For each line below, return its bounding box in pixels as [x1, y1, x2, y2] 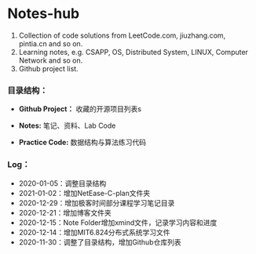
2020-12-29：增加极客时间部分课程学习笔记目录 [18, 198, 175, 208]
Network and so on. [18, 56, 83, 65]
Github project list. [18, 63, 79, 73]
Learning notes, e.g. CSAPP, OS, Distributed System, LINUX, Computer [18, 47, 249, 56]
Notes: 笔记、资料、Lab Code [18, 121, 116, 130]
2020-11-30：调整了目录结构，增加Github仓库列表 [18, 237, 181, 247]
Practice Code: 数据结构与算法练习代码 [18, 138, 147, 147]
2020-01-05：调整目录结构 [18, 178, 107, 188]
